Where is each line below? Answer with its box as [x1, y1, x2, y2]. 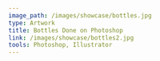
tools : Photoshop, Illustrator [8, 41, 113, 49]
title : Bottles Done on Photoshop [8, 26, 124, 34]
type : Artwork [8, 19, 56, 27]
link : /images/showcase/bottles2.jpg [8, 33, 134, 42]
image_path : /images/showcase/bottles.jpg [8, 11, 152, 20]
